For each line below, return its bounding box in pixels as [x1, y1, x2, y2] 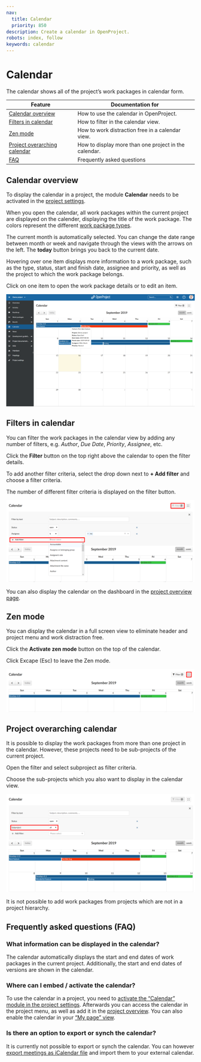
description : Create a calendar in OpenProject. [6, 29, 130, 35]
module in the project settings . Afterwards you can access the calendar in [6, 1001, 188, 1009]
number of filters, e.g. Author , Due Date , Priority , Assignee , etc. [6, 440, 163, 447]
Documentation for [110, 101, 160, 108]
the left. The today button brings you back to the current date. [6, 246, 160, 253]
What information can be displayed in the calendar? [6, 940, 160, 948]
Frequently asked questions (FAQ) [6, 922, 136, 932]
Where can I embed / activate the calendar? [6, 981, 136, 989]
